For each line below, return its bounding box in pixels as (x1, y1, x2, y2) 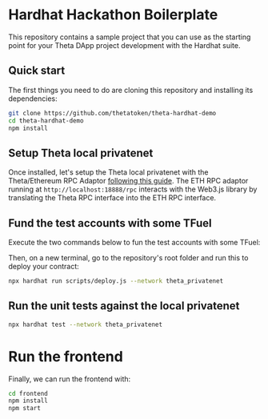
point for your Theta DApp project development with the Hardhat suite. (8, 40, 241, 50)
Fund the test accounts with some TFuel (8, 216, 212, 230)
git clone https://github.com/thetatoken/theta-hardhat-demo (8, 109, 217, 117)
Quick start (8, 64, 66, 78)
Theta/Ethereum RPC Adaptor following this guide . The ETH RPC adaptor (8, 176, 249, 186)
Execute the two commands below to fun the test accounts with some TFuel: (8, 238, 261, 247)
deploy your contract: (8, 262, 80, 271)
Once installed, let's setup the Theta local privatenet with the (8, 167, 209, 177)
